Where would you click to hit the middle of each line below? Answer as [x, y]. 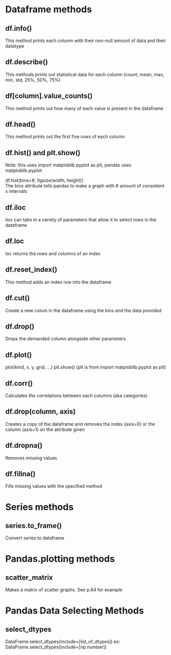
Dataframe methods [48, 9]
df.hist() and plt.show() [43, 153]
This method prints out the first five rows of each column [65, 137]
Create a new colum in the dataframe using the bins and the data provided [83, 310]
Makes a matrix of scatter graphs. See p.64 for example [64, 590]
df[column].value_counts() [49, 96]
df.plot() [19, 355]
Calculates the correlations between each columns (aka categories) [77, 396]
